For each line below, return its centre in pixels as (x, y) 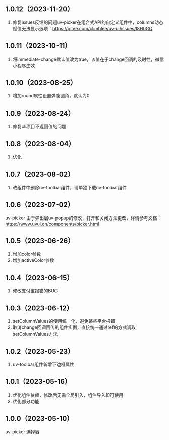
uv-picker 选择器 (22, 432)
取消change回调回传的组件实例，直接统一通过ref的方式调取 (74, 327)
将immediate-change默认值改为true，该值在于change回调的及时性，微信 (88, 59)
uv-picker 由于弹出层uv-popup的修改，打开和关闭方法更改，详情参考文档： (83, 218)
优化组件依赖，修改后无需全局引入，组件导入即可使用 (68, 395)
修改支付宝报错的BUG (35, 291)
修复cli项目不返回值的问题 (39, 126)
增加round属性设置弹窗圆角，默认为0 (51, 96)
